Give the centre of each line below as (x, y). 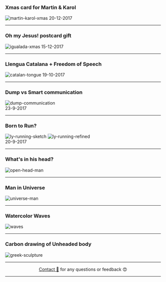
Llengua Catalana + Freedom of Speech (54, 64)
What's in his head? (29, 159)
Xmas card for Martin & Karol (41, 7)
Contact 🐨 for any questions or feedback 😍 (83, 269)
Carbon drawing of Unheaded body (48, 244)
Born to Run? (21, 126)
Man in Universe (25, 187)
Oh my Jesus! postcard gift (38, 36)
